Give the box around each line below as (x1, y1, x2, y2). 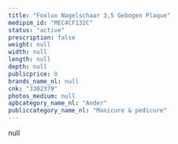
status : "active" (8, 26, 65, 34)
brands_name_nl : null (8, 77, 80, 85)
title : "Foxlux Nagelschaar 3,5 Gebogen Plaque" (8, 11, 171, 20)
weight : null (8, 41, 51, 49)
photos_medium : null (8, 92, 76, 100)
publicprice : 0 (8, 70, 58, 78)
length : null (8, 56, 51, 64)
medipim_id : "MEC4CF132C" (8, 19, 93, 27)
